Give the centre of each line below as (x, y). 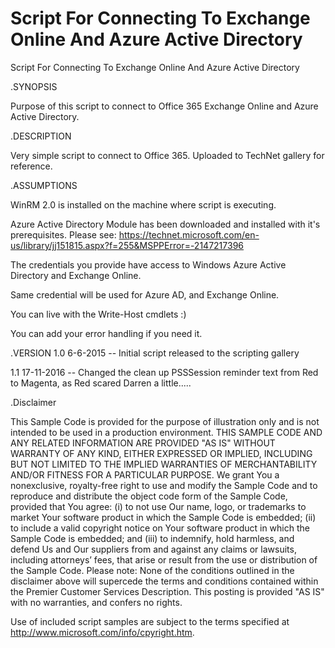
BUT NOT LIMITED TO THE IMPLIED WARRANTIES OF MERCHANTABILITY (164, 464)
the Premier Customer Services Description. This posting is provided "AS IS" (167, 591)
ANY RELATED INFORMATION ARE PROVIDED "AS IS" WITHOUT (143, 443)
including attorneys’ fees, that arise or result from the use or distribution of (164, 559)
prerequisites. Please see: (63, 234)
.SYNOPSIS (34, 86)
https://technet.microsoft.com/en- (189, 234)
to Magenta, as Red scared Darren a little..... (101, 383)
